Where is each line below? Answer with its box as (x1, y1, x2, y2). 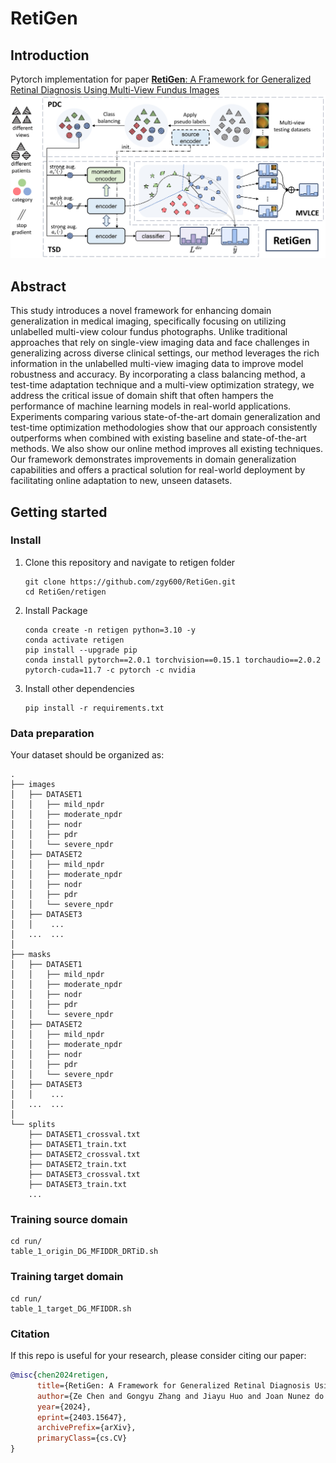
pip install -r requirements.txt (24, 703, 165, 713)
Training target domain (10, 1270, 124, 1284)
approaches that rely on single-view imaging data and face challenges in (10, 337, 310, 349)
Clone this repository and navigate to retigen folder (24, 556, 236, 568)
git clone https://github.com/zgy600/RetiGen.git (24, 577, 237, 587)
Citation (10, 1327, 50, 1341)
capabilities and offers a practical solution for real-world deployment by (10, 464, 306, 476)
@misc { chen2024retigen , (10, 1370, 110, 1381)
